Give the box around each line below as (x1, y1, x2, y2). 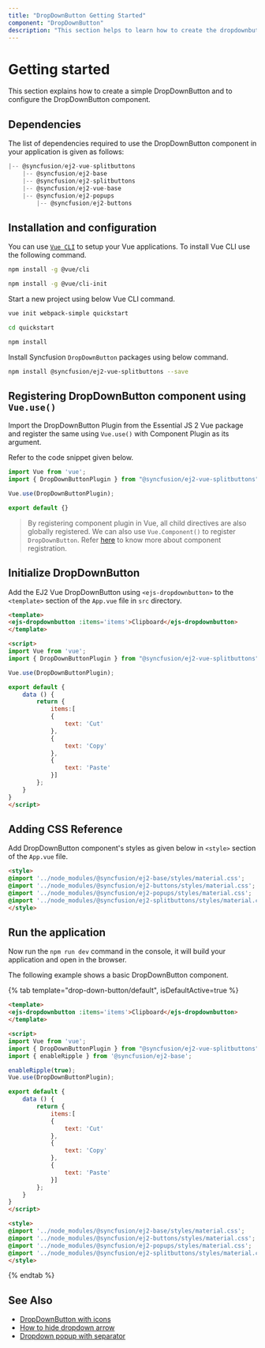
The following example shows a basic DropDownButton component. (8, 970, 229, 980)
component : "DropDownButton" (8, 19, 104, 27)
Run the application (8, 926, 106, 939)
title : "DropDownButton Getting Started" (8, 11, 147, 20)
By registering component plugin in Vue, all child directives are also (27, 518, 247, 528)
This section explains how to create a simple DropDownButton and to (8, 86, 233, 96)
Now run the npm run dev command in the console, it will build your (8, 947, 226, 956)
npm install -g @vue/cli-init (8, 280, 108, 288)
